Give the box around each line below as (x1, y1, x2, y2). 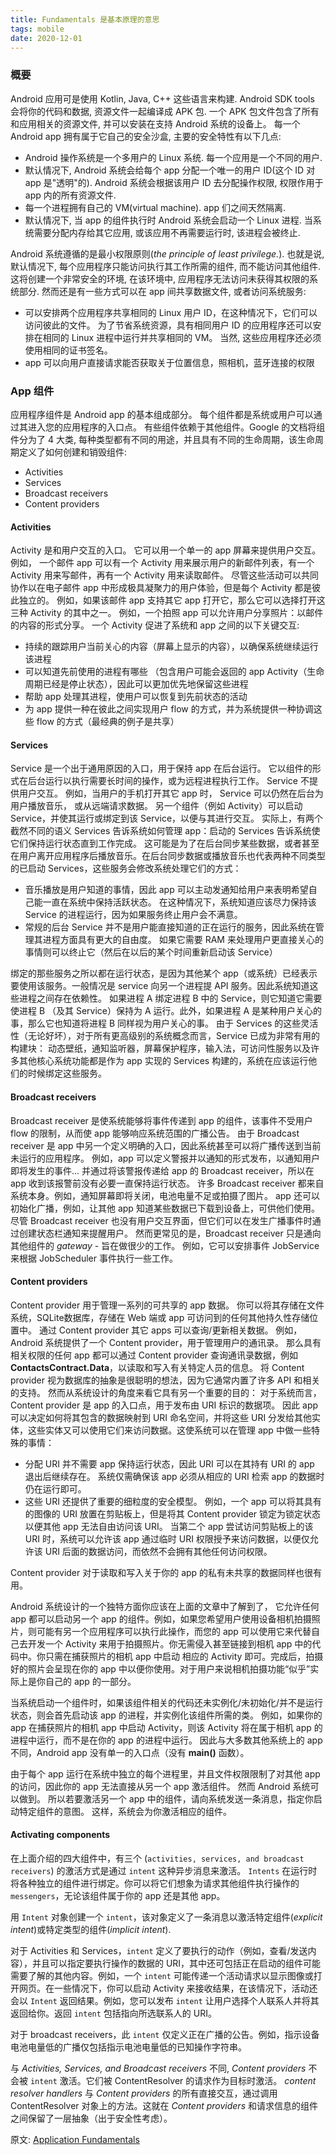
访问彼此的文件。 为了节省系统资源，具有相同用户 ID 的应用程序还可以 (24, 319, 313, 331)
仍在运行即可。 (24, 1482, 87, 1495)
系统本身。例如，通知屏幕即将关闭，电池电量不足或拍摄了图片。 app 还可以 (10, 1189, 320, 1201)
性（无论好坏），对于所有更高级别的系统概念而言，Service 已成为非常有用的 (10, 1030, 320, 1042)
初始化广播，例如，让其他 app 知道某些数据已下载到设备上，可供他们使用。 (10, 1202, 320, 1214)
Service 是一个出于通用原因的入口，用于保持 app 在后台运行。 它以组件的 (10, 762, 313, 775)
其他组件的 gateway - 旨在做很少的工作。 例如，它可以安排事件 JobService (10, 1239, 320, 1251)
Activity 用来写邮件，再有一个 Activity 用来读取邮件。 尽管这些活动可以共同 (10, 569, 319, 581)
